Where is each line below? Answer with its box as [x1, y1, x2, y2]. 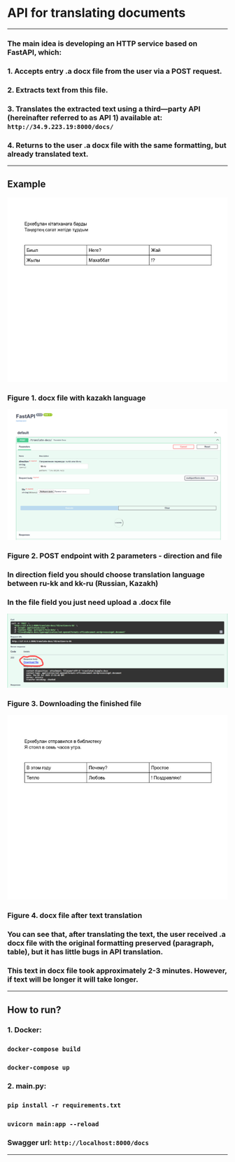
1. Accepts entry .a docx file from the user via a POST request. [7, 66, 222, 76]
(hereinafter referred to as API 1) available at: [7, 112, 163, 122]
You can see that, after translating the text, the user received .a [7, 930, 226, 940]
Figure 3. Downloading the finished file [7, 698, 142, 708]
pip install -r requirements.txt [7, 1102, 121, 1109]
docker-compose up [7, 1064, 70, 1071]
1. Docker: [7, 1024, 42, 1034]
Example [7, 178, 46, 190]
